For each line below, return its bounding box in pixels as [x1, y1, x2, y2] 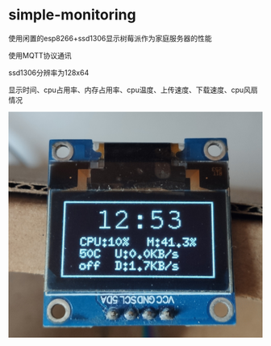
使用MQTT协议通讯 [8, 50, 73, 60]
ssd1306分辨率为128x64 [8, 67, 90, 78]
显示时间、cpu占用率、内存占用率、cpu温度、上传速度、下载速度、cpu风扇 [8, 85, 258, 95]
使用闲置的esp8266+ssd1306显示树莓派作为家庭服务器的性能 [8, 33, 212, 43]
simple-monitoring [8, 6, 136, 24]
